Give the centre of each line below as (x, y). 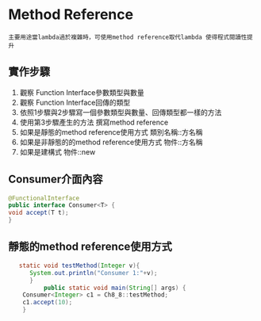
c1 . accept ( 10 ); (48, 303)
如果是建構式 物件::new (58, 151)
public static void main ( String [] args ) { (115, 288)
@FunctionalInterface (44, 198)
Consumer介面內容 (56, 180)
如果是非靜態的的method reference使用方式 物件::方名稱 (111, 142)
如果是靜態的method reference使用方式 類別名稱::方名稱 (111, 132)
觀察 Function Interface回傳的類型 (75, 102)
